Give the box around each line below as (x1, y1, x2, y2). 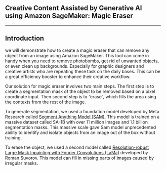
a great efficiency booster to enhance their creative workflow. (5, 74, 131, 80)
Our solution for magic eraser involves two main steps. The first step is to (5, 83, 154, 89)
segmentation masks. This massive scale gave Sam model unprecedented (5, 124, 156, 130)
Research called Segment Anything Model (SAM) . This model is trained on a (5, 114, 160, 120)
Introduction (5, 34, 44, 43)
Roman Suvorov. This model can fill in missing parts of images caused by (5, 155, 154, 161)
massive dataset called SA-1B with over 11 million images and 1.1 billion (5, 119, 148, 125)
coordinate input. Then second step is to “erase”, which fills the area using (5, 93, 157, 99)
